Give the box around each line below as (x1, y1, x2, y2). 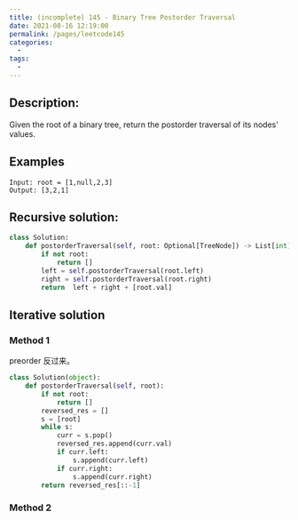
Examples (9, 155, 65, 170)
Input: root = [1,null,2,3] (9, 178, 114, 187)
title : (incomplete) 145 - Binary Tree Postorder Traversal (9, 12, 237, 22)
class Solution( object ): (9, 373, 101, 382)
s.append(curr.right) (72, 472, 153, 481)
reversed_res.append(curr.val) (56, 439, 173, 449)
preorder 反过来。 (9, 356, 75, 366)
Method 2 (9, 501, 51, 514)
